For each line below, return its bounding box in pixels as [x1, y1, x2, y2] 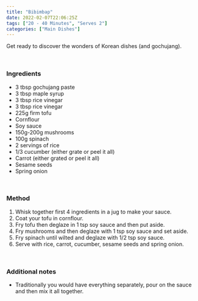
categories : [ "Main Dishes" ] [6, 26, 80, 32]
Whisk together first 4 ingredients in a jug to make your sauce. [15, 208, 172, 215]
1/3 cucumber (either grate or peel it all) [15, 148, 115, 155]
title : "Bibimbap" [6, 9, 53, 15]
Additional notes [6, 267, 57, 275]
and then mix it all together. [15, 288, 84, 295]
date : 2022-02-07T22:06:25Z [6, 15, 78, 21]
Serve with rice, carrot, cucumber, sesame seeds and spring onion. [15, 240, 184, 247]
